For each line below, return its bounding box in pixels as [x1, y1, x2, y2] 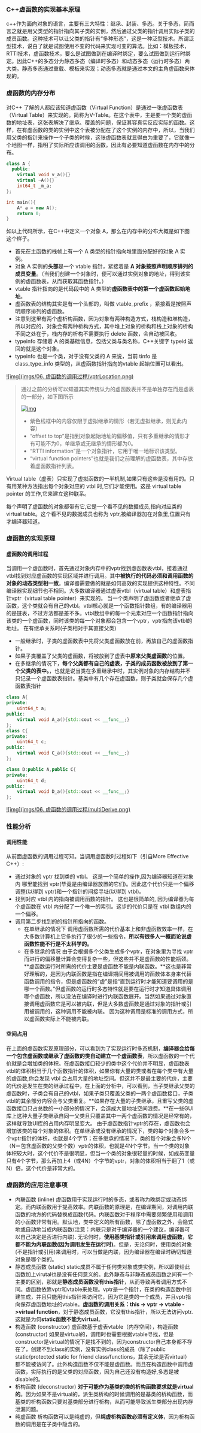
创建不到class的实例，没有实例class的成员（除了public [31, 1345, 166, 1353]
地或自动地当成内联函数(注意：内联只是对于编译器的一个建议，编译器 [14, 1226, 185, 1233]
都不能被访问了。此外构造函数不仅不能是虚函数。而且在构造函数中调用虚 [14, 1360, 193, 1368]
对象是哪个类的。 [14, 1256, 57, 1263]
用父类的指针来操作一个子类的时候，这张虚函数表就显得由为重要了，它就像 [6, 134, 190, 141]
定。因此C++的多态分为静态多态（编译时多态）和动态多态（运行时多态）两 [6, 58, 190, 65]
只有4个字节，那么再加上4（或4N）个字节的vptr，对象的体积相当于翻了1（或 [6, 1157, 195, 1164]
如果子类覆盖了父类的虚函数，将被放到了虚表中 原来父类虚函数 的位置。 [14, 652, 188, 660]
